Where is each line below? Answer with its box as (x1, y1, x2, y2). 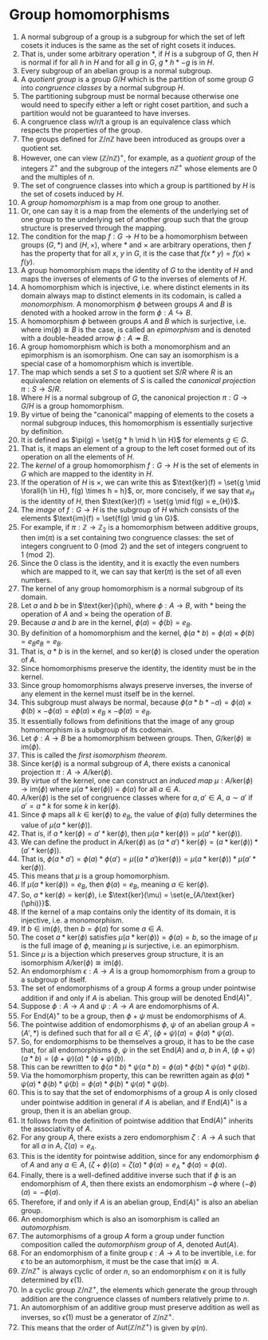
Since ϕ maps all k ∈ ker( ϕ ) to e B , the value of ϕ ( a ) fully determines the (20, 810, 258, 821)
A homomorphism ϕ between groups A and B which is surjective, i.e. (20, 317, 246, 326)
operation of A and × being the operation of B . (20, 609, 173, 619)
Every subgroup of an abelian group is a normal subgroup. (20, 65, 213, 75)
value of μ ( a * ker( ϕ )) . (20, 820, 93, 830)
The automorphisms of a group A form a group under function (20, 1231, 225, 1240)
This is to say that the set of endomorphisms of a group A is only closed (20, 1088, 258, 1097)
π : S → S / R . (20, 385, 62, 394)
